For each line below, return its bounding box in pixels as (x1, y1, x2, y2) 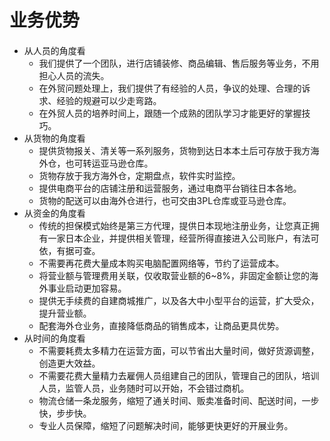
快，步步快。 (38, 407, 92, 419)
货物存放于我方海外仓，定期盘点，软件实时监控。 (38, 169, 241, 181)
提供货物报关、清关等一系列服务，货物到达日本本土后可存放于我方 (38, 144, 311, 156)
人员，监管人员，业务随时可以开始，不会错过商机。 (38, 382, 250, 394)
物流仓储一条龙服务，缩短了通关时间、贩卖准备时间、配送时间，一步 (38, 394, 320, 406)
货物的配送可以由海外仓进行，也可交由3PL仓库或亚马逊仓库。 (38, 194, 292, 206)
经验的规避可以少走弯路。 (56, 94, 162, 106)
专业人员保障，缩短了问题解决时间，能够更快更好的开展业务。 (38, 419, 294, 431)
